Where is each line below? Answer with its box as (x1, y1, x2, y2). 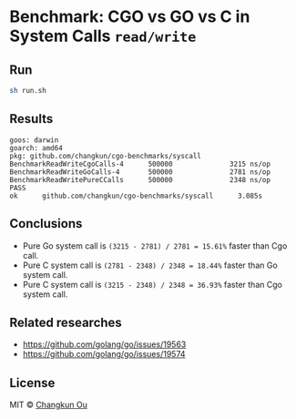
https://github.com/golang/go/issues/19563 (22, 339, 187, 350)
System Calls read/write (9, 26, 197, 46)
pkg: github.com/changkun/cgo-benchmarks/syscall (9, 151, 202, 160)
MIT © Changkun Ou (9, 399, 88, 411)
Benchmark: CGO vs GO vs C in (9, 6, 250, 27)
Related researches (9, 314, 123, 330)
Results (9, 111, 54, 127)
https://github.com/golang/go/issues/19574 (22, 349, 186, 360)
